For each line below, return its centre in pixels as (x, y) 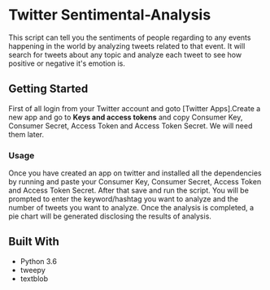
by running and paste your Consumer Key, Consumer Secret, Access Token (135, 182)
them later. (26, 134)
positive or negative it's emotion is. (67, 63)
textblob (34, 279)
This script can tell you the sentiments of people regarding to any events (130, 37)
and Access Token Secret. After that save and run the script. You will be (129, 190)
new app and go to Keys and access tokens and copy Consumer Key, (126, 117)
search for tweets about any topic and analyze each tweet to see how (125, 54)
